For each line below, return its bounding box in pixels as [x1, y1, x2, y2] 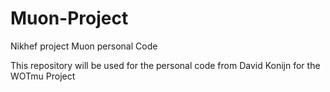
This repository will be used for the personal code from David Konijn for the [10, 59, 321, 71]
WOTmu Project [10, 70, 76, 82]
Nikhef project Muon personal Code [10, 40, 158, 52]
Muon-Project [10, 7, 129, 30]
